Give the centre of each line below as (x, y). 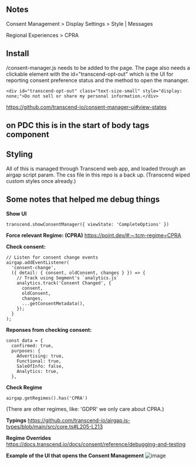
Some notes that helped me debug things (83, 200)
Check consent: (26, 246)
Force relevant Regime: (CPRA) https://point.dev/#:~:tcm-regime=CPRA (94, 235)
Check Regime (24, 387)
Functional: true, (39, 361)
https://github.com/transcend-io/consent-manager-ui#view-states (87, 107)
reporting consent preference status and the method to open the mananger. (98, 80)
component (28, 135)
